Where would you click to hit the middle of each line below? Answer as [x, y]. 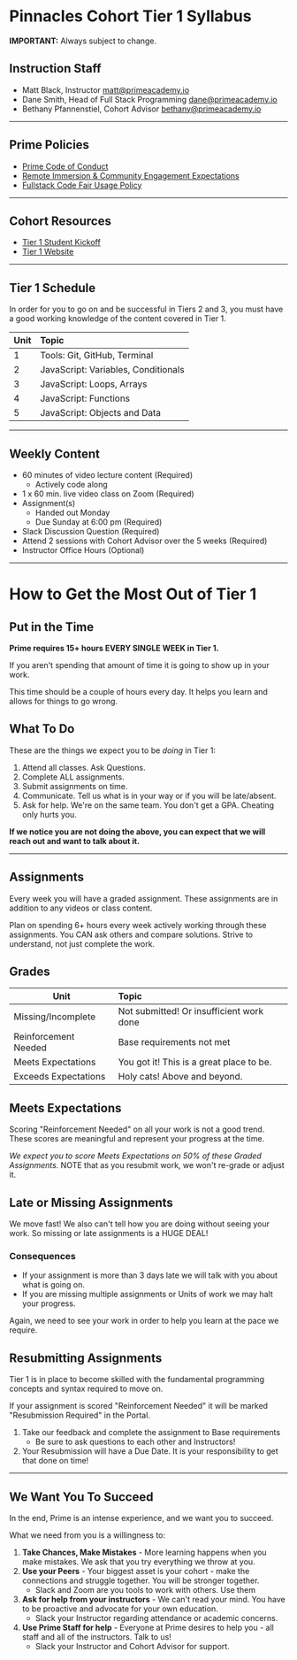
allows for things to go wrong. [63, 701]
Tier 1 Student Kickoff [61, 242]
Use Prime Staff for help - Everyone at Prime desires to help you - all [148, 1627]
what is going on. [53, 1285]
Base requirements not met [174, 1042]
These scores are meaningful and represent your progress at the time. [137, 1139]
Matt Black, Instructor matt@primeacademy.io [106, 89]
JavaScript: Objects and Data [100, 413]
